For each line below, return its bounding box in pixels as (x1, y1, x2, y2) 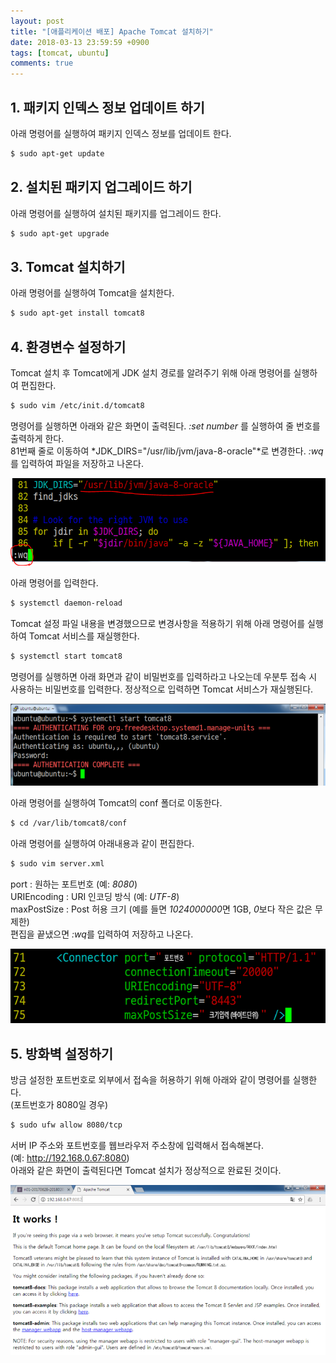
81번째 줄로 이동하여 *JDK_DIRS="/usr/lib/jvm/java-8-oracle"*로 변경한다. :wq (10, 445, 324, 457)
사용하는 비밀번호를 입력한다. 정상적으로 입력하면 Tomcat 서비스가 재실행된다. (10, 683, 314, 695)
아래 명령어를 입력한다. (10, 577, 99, 589)
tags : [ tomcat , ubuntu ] (10, 48, 110, 58)
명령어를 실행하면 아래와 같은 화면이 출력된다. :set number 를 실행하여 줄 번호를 (10, 420, 321, 432)
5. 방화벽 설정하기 (10, 1045, 114, 1062)
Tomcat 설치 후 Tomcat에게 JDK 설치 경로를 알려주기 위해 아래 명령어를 (10, 367, 292, 379)
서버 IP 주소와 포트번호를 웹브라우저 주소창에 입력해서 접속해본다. (10, 1139, 264, 1151)
